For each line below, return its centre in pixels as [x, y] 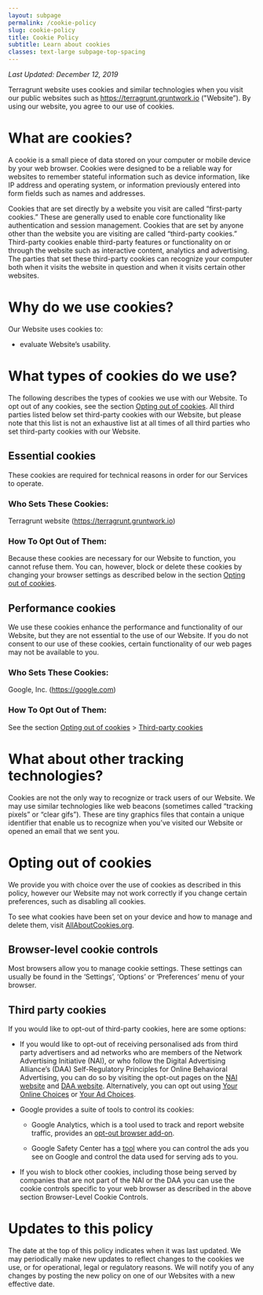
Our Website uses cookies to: [56, 329]
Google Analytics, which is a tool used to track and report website [138, 1125]
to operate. [26, 483]
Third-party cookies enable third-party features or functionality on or [120, 242]
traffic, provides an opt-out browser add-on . [103, 1133]
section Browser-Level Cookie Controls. [84, 1197]
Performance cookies [62, 608]
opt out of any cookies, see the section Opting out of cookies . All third [121, 406]
